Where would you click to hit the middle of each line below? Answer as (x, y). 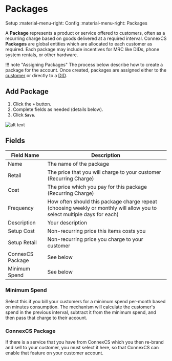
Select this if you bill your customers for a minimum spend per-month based (85, 301)
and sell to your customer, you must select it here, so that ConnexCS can (82, 348)
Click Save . (24, 115)
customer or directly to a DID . (36, 75)
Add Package (27, 92)
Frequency (21, 208)
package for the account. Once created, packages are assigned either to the (86, 70)
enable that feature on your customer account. (55, 353)
